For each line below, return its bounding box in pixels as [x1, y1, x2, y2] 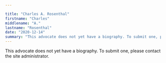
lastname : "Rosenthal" [5, 25, 52, 30]
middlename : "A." [5, 21, 41, 26]
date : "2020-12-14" [5, 30, 45, 35]
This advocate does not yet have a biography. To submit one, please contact [5, 48, 161, 54]
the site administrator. [5, 53, 49, 59]
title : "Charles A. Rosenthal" [5, 11, 70, 16]
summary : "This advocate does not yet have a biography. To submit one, [5, 34, 158, 39]
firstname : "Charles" [5, 16, 50, 21]
